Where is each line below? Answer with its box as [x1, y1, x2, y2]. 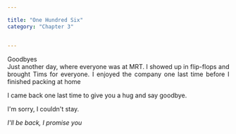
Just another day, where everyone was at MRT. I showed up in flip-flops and [7, 62, 230, 71]
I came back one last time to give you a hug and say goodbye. [7, 91, 187, 99]
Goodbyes [7, 54, 37, 63]
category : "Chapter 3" [7, 23, 74, 30]
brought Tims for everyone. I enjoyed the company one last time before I [7, 70, 230, 78]
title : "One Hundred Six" [7, 16, 83, 23]
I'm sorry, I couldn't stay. [7, 104, 80, 113]
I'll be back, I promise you [7, 118, 82, 127]
